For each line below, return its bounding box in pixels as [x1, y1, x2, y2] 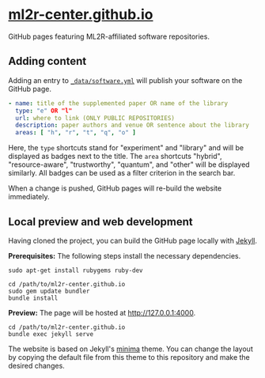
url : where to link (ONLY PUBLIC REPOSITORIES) [15, 114, 176, 122]
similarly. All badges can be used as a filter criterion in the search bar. [8, 168, 236, 178]
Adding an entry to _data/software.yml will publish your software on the [8, 75, 243, 85]
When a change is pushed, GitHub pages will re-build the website [8, 183, 222, 193]
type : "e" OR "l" [15, 107, 73, 115]
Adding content [8, 55, 87, 68]
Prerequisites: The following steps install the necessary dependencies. [8, 251, 241, 260]
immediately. [8, 192, 50, 202]
